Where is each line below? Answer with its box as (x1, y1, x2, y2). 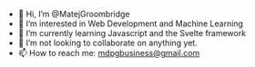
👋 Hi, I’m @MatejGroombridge (17, 9, 130, 19)
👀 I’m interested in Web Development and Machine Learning (17, 18, 244, 29)
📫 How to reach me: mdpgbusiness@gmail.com (17, 48, 200, 58)
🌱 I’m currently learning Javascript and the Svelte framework (17, 28, 247, 38)
